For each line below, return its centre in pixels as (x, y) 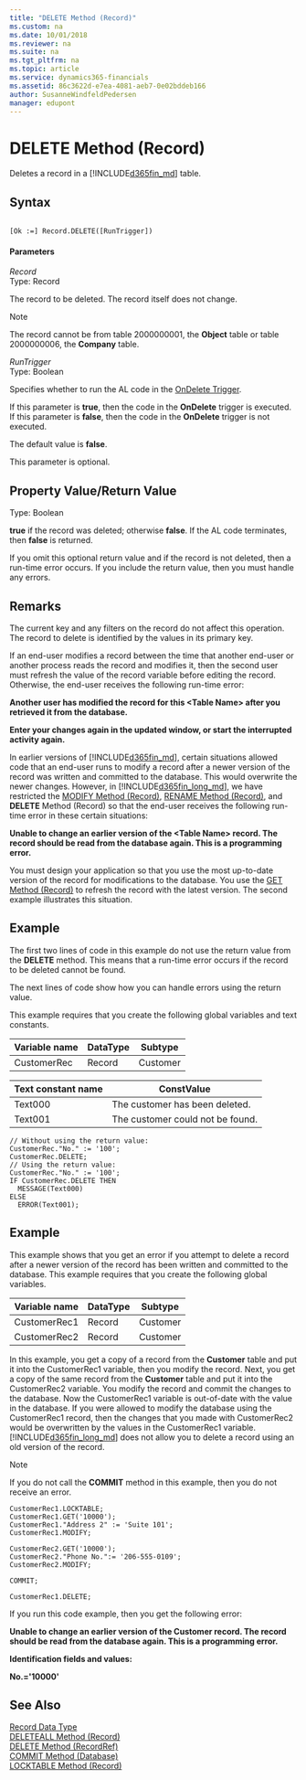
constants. (29, 1024)
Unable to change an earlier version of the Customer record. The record (148, 1631)
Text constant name (58, 1089)
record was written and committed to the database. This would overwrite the (153, 776)
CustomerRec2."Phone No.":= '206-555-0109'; (95, 1556)
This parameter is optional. (60, 462)
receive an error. (41, 1492)
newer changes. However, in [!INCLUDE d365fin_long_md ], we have (136, 786)
